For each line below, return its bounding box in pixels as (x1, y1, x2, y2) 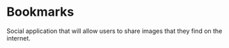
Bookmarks (6, 4, 74, 20)
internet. (6, 34, 31, 42)
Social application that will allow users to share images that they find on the (6, 27, 223, 35)
